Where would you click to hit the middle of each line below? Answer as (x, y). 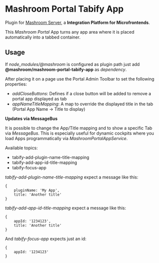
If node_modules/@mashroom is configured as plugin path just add (72, 64)
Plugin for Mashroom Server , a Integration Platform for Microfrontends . (78, 22)
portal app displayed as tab (39, 99)
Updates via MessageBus (31, 119)
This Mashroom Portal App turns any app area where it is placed (70, 32)
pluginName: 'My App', (37, 190)
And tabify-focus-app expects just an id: (46, 239)
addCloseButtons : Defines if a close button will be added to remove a (82, 93)
